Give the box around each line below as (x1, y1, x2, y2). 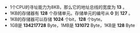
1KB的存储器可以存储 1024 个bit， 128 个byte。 (9, 16, 105, 22)
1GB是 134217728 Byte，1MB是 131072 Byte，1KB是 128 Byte (9, 22, 136, 28)
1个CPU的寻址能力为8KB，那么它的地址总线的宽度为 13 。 (9, 4, 127, 10)
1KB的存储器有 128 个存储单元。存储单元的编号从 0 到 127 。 (9, 10, 133, 16)
